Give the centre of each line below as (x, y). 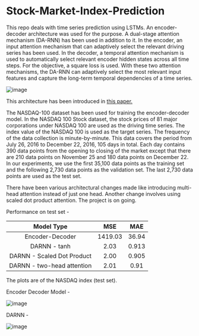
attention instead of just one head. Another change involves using (100, 194)
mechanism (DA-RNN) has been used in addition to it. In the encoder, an (94, 40)
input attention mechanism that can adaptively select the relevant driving (95, 46)
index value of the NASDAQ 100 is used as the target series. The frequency (98, 132)
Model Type (50, 226)
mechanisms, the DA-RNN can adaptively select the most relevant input (94, 71)
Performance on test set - (38, 211)
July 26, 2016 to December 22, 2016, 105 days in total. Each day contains (96, 144)
